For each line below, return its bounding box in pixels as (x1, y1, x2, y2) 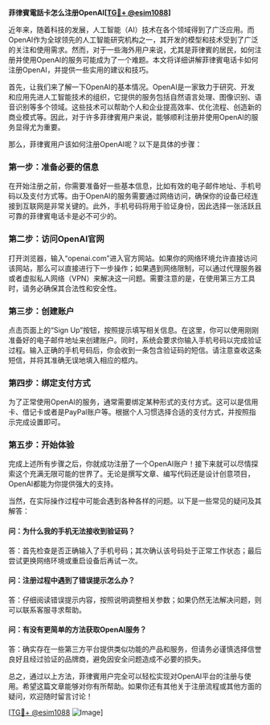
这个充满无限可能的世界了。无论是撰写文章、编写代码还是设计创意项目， (14, 469, 255, 479)
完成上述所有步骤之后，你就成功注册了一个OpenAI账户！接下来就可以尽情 (8, 459, 252, 469)
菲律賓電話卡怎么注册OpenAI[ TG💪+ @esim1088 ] (8, 8, 171, 17)
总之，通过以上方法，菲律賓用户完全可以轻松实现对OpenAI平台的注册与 (8, 671, 245, 682)
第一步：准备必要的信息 (8, 161, 99, 172)
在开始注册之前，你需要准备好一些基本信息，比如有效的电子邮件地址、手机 (8, 181, 255, 191)
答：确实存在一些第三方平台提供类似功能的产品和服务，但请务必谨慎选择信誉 (8, 645, 262, 654)
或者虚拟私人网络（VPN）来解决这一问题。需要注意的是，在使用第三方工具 (8, 273, 256, 283)
